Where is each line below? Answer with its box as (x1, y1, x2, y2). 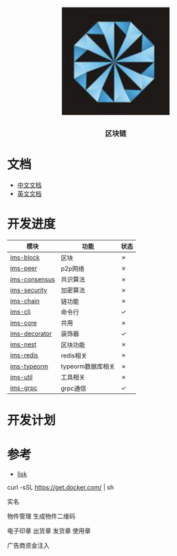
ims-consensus (10, 275, 55, 283)
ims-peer (10, 264, 38, 272)
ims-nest (10, 340, 37, 349)
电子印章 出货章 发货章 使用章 (7, 527, 91, 535)
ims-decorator (10, 329, 52, 338)
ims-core (10, 318, 37, 327)
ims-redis (10, 351, 39, 360)
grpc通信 (61, 384, 87, 392)
